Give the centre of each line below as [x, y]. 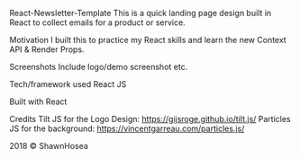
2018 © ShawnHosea [49, 146]
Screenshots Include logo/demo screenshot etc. [99, 67]
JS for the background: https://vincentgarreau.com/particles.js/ [127, 128]
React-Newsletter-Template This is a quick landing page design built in [141, 13]
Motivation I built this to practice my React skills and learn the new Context [148, 40]
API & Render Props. [47, 49]
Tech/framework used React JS [68, 84]
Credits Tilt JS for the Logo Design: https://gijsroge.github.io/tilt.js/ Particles [150, 119]
